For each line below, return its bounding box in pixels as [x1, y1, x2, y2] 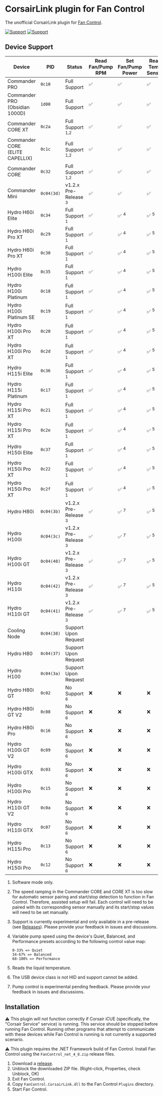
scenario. [5, 1036, 24, 1042]
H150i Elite [7, 449, 33, 456]
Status [66, 63, 82, 70]
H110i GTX [7, 826, 33, 833]
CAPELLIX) [7, 154, 33, 161]
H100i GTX [7, 769, 33, 776]
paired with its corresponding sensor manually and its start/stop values [12, 904, 154, 910]
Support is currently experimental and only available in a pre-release [12, 919, 149, 925]
